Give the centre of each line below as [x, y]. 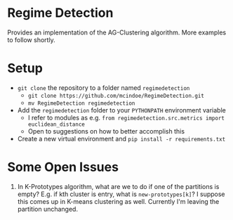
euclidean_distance [56, 124]
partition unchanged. [48, 209]
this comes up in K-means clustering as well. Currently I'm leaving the [118, 201]
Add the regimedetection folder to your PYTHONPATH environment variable [121, 110]
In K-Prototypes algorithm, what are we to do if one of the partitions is [118, 186]
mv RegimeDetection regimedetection [81, 103]
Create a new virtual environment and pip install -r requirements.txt [121, 138]
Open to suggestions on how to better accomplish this [106, 131]
